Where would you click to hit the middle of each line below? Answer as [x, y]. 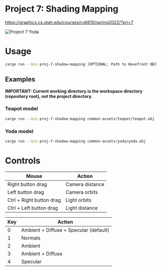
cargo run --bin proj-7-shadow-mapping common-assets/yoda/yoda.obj [75, 142]
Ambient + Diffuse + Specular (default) [65, 230]
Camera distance [85, 184]
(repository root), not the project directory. [49, 96]
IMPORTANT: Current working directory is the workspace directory [74, 91]
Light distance [82, 208]
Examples [20, 79]
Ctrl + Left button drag [33, 208]
